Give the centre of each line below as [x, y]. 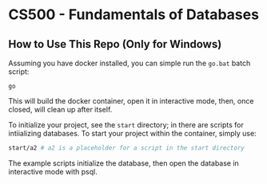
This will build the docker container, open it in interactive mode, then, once [131, 101]
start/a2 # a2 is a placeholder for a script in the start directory [127, 148]
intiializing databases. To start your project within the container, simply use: [133, 133]
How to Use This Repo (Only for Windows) [115, 44]
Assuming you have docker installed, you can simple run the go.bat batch [130, 63]
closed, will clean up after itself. [60, 110]
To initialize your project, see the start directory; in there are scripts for [126, 125]
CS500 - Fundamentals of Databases [134, 15]
